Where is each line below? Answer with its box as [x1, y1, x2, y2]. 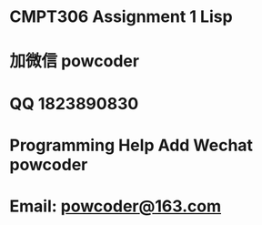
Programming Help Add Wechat [9, 135, 253, 156]
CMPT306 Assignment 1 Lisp [9, 6, 234, 27]
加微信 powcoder [9, 51, 139, 72]
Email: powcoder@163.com [9, 196, 221, 216]
